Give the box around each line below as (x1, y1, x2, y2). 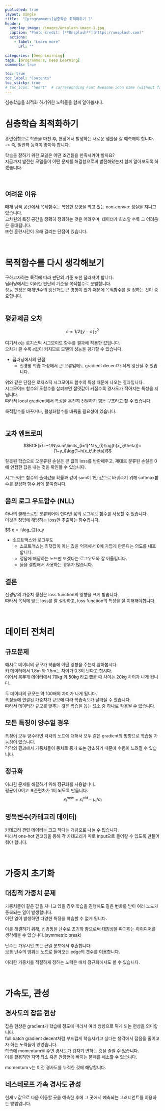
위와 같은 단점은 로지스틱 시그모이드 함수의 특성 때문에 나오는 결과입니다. (5, 379, 144, 385)
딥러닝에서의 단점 (12, 356, 46, 362)
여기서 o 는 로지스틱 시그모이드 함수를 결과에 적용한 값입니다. (5, 340, 120, 345)
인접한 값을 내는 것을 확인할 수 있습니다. (10, 464, 86, 470)
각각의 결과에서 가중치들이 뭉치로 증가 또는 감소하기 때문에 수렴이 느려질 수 (5, 745, 148, 751)
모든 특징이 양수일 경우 (5, 719, 70, 727)
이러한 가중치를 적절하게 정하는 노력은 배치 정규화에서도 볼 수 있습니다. (5, 959, 140, 965)
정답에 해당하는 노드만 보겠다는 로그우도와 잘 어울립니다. (19, 556, 128, 562)
